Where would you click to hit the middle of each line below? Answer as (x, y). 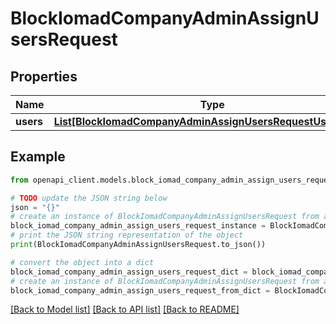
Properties (44, 76)
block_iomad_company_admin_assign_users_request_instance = (138, 226)
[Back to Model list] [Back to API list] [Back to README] (125, 309)
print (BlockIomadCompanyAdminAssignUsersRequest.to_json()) (138, 245)
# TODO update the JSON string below (89, 198)
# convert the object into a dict (82, 262)
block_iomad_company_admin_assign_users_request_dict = (129, 272)
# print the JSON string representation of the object (127, 235)
